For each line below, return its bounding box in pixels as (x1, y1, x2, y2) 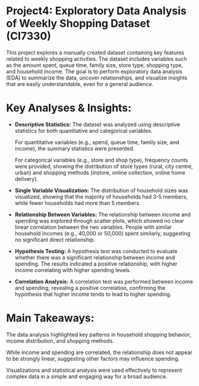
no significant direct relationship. (14, 236, 96, 243)
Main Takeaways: (6, 311, 95, 325)
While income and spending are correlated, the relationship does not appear (6, 349, 193, 356)
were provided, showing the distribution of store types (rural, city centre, (14, 162, 193, 170)
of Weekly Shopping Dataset (6, 17, 150, 30)
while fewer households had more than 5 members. (14, 199, 141, 206)
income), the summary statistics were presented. (14, 145, 135, 152)
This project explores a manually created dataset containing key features (6, 49, 185, 56)
